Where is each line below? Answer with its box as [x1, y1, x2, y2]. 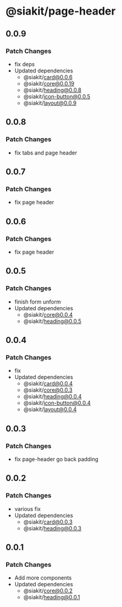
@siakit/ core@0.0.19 [23, 80, 75, 87]
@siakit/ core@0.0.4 [23, 311, 73, 318]
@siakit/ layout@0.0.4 [23, 406, 77, 413]
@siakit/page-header [5, 4, 116, 18]
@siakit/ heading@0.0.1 [23, 594, 80, 601]
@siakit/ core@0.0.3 [23, 386, 73, 394]
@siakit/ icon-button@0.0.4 [23, 400, 91, 407]
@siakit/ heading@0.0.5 [23, 317, 82, 325]
